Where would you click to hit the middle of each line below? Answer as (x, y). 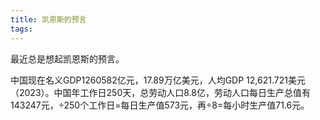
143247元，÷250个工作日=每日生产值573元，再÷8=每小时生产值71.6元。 (160, 105)
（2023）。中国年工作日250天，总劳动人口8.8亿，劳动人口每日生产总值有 (160, 92)
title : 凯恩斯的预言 (48, 19)
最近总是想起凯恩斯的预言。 (67, 58)
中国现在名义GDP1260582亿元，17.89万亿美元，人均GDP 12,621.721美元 (158, 80)
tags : (21, 29)
